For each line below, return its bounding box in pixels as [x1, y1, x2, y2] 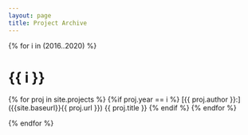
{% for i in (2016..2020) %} [8, 40, 97, 50]
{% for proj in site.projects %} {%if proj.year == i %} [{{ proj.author [8, 94, 229, 104]
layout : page [8, 11, 52, 20]
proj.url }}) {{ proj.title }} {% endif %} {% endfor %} [69, 103, 237, 113]
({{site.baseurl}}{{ [8, 103, 68, 113]
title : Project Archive [8, 19, 88, 27]
